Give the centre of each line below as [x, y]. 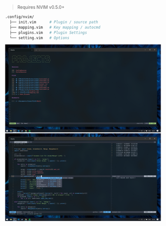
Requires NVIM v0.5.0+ [41, 7]
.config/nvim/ [20, 17]
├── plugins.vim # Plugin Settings [48, 32]
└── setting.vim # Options [40, 38]
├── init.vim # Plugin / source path [54, 22]
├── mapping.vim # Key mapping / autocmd [55, 27]
